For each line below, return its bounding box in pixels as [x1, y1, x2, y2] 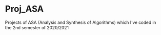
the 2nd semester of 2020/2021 [5, 24, 69, 30]
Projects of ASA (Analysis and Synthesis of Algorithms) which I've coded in [5, 19, 156, 25]
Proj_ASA [5, 3, 44, 15]
